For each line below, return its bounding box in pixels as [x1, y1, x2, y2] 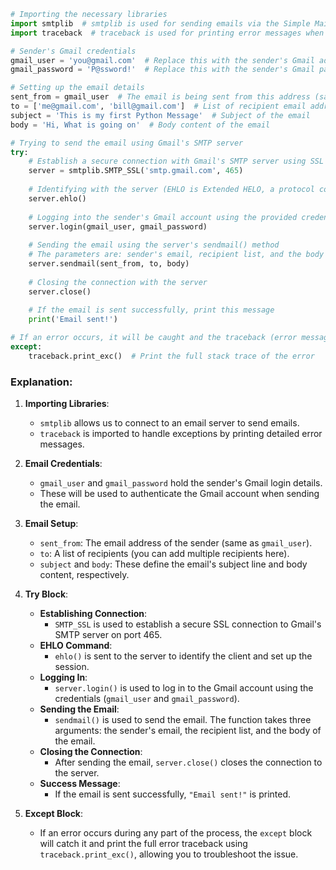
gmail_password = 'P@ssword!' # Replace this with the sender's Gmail [10, 65, 315, 75]
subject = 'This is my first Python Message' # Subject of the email [10, 110, 311, 120]
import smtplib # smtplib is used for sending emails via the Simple [10, 18, 311, 29]
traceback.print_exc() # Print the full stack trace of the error [28, 351, 315, 361]
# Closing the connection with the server [28, 277, 208, 287]
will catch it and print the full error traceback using [39, 838, 248, 850]
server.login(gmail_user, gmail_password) [28, 221, 208, 232]
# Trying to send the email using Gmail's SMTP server [10, 138, 244, 148]
